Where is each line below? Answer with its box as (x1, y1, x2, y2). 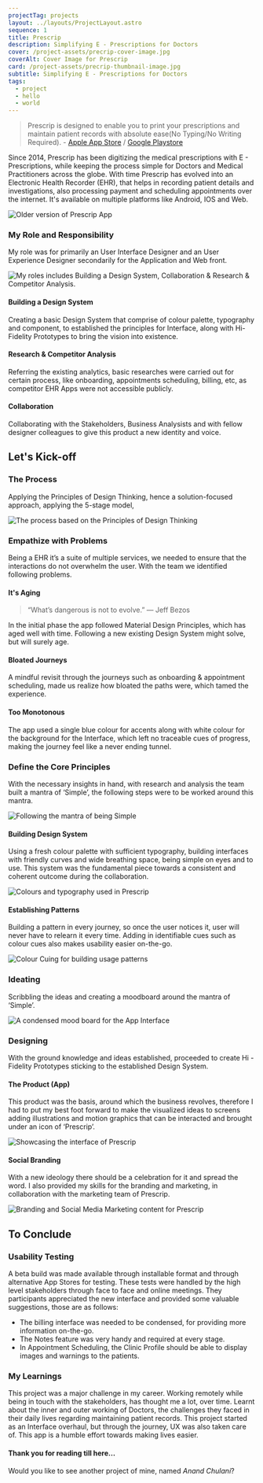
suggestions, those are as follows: (8, 1303, 119, 1312)
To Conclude (8, 1227, 72, 1241)
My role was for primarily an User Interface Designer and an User (8, 247, 220, 256)
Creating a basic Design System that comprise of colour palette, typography (8, 315, 255, 324)
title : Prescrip (8, 33, 61, 42)
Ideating (8, 974, 41, 985)
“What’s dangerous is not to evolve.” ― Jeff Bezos (27, 605, 191, 614)
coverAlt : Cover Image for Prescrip (8, 56, 128, 64)
